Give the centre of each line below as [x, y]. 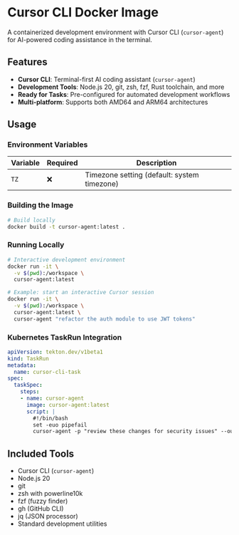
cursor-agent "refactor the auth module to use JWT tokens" [105, 319]
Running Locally [36, 245]
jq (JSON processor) [48, 516]
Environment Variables [48, 145]
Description [156, 163]
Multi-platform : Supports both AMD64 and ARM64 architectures [113, 102]
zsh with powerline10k [50, 494]
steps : [30, 392]
